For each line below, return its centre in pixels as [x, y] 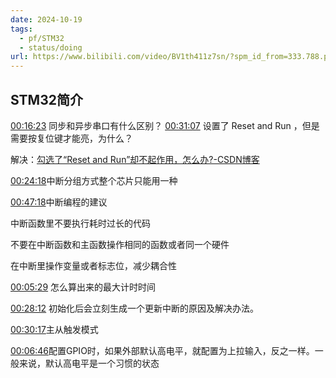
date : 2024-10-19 [46, 19]
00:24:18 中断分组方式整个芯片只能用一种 [94, 180]
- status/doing [51, 47]
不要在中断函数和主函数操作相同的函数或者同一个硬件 [120, 244]
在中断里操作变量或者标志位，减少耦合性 [93, 265]
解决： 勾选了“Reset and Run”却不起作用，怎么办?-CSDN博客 [135, 159]
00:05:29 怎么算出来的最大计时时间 [83, 287]
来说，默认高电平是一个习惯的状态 [89, 363]
